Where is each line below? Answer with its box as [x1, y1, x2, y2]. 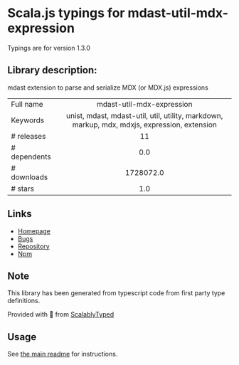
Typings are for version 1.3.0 [7, 43, 91, 52]
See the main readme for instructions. [7, 350, 118, 359]
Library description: [7, 64, 97, 76]
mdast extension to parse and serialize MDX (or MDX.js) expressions [7, 83, 208, 92]
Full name [11, 99, 44, 109]
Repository [17, 242, 50, 250]
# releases [11, 131, 46, 141]
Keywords [11, 115, 45, 125]
